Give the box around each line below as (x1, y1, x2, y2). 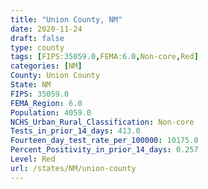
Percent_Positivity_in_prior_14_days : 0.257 (10, 145, 199, 155)
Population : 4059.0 (10, 107, 92, 118)
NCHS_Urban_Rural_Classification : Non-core (10, 117, 195, 127)
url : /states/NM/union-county (10, 163, 137, 173)
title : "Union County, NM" (10, 14, 123, 25)
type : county (10, 42, 65, 53)
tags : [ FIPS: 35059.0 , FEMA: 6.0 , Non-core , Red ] (10, 52, 199, 62)
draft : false (10, 33, 65, 43)
